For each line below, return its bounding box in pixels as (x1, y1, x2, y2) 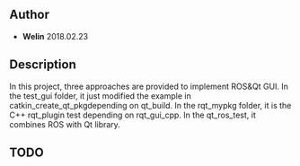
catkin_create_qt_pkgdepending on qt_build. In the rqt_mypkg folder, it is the (9, 100, 292, 110)
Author (9, 7, 49, 22)
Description (9, 57, 76, 73)
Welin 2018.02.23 (22, 31, 88, 41)
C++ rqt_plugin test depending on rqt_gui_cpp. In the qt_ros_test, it (9, 109, 256, 120)
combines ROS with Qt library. (9, 118, 121, 129)
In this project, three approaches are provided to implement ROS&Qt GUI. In (9, 81, 289, 92)
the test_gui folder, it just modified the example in (9, 90, 191, 101)
